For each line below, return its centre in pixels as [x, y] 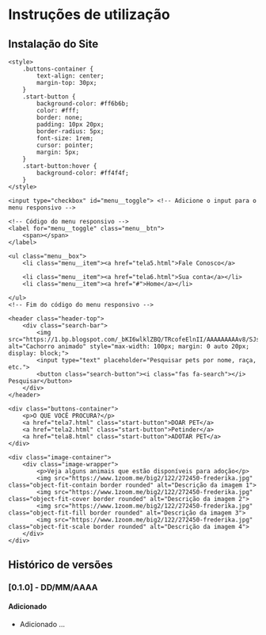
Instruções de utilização [89, 15]
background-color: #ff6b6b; [83, 104]
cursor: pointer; [65, 145]
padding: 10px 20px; [70, 124]
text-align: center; [70, 76]
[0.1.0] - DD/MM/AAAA [53, 587]
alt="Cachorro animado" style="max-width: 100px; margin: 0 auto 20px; [129, 346]
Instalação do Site [53, 44]
